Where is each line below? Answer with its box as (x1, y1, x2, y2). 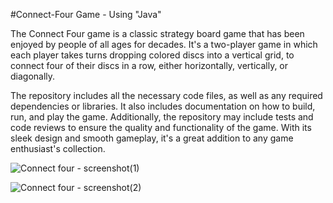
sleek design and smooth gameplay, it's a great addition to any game (10, 132, 294, 144)
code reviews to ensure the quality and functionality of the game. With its (10, 122, 312, 133)
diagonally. (10, 70, 56, 82)
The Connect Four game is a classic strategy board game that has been (10, 28, 305, 39)
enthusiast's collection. (10, 143, 106, 154)
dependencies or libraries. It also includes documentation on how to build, (10, 100, 316, 112)
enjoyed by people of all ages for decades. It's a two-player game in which (10, 39, 318, 50)
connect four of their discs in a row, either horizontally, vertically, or (10, 60, 289, 71)
